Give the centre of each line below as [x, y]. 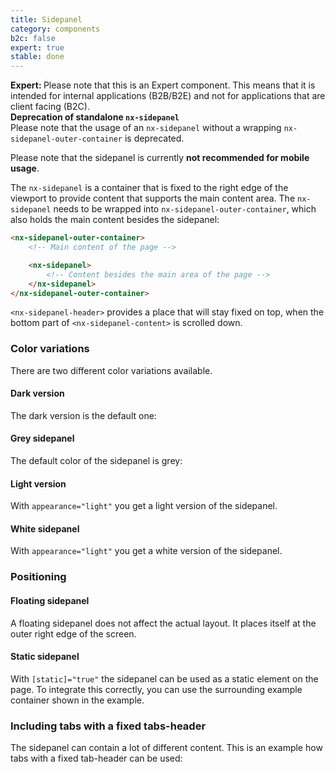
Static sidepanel [45, 657]
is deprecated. [154, 138]
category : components [55, 29]
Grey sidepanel [42, 438]
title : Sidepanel [46, 19]
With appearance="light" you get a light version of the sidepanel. [144, 506]
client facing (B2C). [50, 107]
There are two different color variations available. [111, 370]
